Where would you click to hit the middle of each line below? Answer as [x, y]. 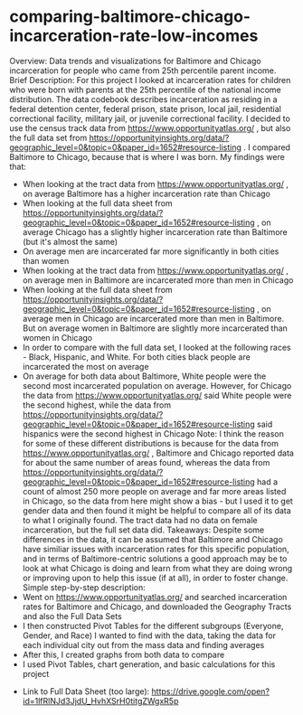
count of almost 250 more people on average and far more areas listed [154, 491]
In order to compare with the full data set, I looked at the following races [156, 347]
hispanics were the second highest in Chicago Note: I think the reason [153, 433]
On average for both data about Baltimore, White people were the [144, 376]
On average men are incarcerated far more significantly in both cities [151, 251]
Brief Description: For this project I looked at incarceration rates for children [150, 80]
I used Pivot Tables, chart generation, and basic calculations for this [149, 664]
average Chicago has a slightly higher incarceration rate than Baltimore [155, 231]
